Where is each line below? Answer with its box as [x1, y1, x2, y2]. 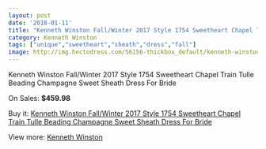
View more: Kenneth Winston [8, 132, 103, 142]
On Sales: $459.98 [8, 94, 71, 102]
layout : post [8, 11, 51, 20]
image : [8, 48, 30, 56]
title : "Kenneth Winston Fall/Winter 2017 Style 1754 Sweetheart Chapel [8, 26, 253, 34]
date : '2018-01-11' [8, 19, 73, 27]
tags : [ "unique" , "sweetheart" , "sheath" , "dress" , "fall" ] [8, 41, 196, 49]
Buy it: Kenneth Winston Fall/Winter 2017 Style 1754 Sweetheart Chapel [8, 109, 241, 118]
